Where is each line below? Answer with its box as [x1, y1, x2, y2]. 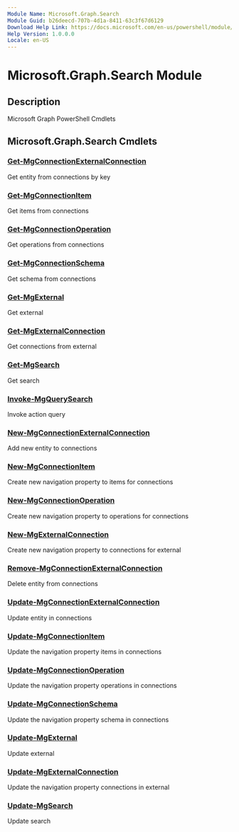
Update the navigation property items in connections [7, 647, 162, 656]
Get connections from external [7, 342, 97, 351]
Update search [7, 817, 51, 826]
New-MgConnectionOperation [7, 496, 115, 506]
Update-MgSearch [7, 801, 73, 811]
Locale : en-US [7, 37, 50, 44]
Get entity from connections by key [7, 172, 111, 181]
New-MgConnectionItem [7, 462, 95, 471]
